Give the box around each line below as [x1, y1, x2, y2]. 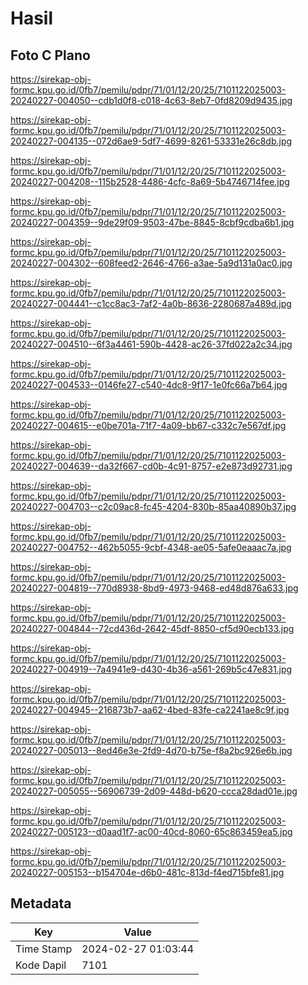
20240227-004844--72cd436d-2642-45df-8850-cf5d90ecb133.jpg [10, 623, 295, 634]
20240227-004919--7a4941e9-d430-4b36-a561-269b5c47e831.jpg [10, 663, 293, 675]
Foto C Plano [10, 47, 91, 64]
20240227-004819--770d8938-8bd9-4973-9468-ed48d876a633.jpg [10, 582, 299, 594]
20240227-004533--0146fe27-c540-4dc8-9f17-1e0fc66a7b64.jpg [10, 379, 288, 391]
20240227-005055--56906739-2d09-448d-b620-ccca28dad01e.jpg [10, 785, 298, 797]
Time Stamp [15, 942, 73, 956]
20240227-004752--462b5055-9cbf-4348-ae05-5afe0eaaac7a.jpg [10, 542, 292, 553]
